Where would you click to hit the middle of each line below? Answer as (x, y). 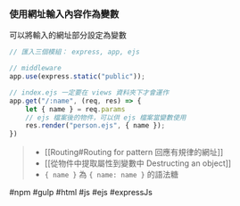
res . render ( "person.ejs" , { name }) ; (95, 126)
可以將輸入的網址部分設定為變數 (68, 35)
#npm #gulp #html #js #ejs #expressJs (81, 193)
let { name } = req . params (75, 109)
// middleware (36, 69)
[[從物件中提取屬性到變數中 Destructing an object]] (138, 163)
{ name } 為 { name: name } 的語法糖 (111, 175)
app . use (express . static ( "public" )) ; (77, 77)
